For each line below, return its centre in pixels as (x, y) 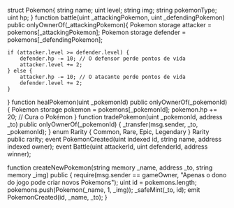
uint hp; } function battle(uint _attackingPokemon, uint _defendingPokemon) (116, 17)
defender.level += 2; (51, 83)
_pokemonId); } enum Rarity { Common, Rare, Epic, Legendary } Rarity (108, 132)
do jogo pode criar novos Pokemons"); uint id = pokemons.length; (102, 182)
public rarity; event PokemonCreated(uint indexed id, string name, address (115, 139)
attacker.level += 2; (51, 65)
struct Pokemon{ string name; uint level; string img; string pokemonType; (112, 10)
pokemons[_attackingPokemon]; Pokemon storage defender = (97, 32)
